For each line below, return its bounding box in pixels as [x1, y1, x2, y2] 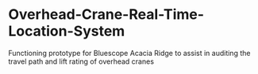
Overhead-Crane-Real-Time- [8, 6, 205, 24]
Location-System [8, 22, 125, 40]
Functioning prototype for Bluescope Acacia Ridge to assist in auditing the [8, 48, 251, 57]
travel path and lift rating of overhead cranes [8, 57, 155, 66]
